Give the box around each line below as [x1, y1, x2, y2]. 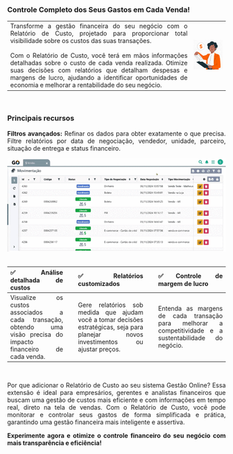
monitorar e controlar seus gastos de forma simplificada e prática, [7, 411, 226, 419]
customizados [78, 280, 120, 288]
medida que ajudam [78, 308, 144, 317]
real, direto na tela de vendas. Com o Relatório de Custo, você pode [7, 403, 226, 412]
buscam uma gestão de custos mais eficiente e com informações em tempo [7, 396, 226, 404]
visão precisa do [10, 330, 64, 338]
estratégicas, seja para [78, 323, 144, 331]
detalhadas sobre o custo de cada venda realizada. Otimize [10, 59, 188, 67]
